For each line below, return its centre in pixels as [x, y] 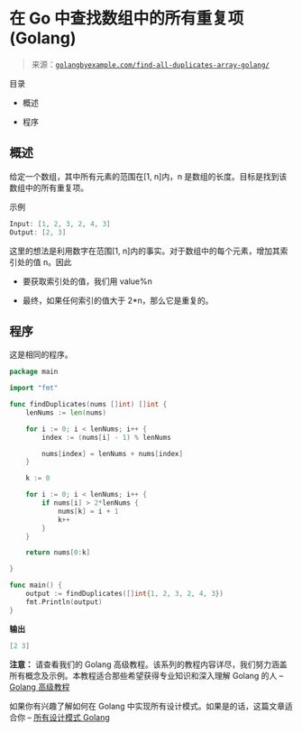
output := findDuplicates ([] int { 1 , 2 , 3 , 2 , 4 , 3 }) [124, 594]
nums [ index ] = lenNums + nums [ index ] [112, 453]
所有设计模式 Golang [71, 717]
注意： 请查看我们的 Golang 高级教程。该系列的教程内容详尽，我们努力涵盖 [148, 664]
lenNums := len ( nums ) [66, 412]
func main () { [36, 586]
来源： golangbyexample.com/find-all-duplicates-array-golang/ [151, 64]
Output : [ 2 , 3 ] [38, 232]
